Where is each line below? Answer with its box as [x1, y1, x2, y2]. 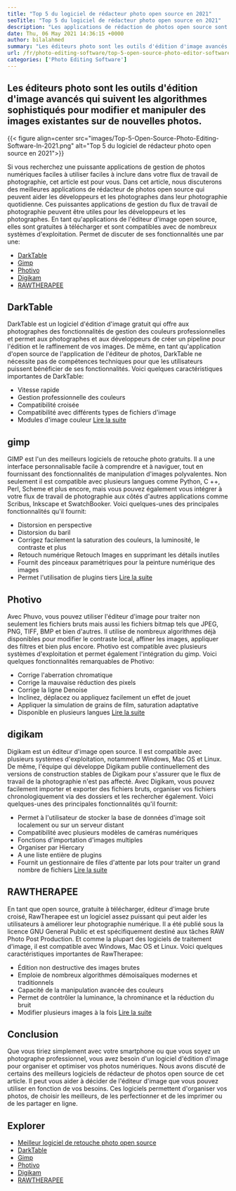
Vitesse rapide [17, 386, 60, 394]
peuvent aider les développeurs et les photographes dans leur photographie [7, 192, 228, 201]
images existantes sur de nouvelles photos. [7, 115, 202, 127]
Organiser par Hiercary [17, 843, 84, 852]
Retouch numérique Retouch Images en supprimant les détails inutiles [17, 550, 220, 560]
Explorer [7, 1120, 46, 1132]
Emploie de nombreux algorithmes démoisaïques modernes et [17, 971, 198, 979]
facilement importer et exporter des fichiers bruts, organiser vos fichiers [7, 784, 216, 793]
